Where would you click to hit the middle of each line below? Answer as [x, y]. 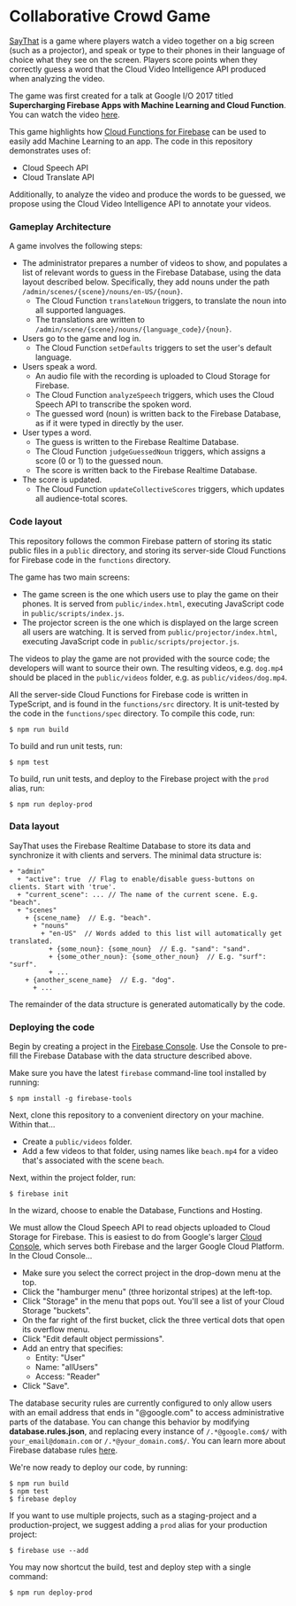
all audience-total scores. [81, 499]
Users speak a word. [60, 367]
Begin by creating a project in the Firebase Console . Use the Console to [140, 1047]
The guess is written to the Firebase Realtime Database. [137, 442]
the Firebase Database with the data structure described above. [136, 1056]
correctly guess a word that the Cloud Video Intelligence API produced [138, 69]
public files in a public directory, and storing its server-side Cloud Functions [148, 550]
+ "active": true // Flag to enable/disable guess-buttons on [136, 879]
